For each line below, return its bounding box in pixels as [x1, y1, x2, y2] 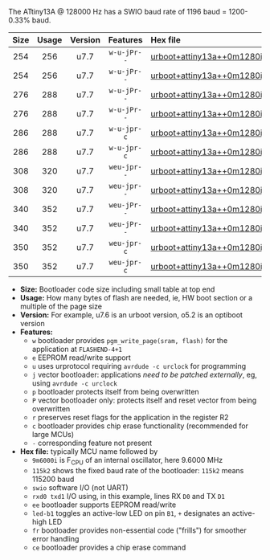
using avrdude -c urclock [31, 378, 118, 388]
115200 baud [31, 474, 75, 484]
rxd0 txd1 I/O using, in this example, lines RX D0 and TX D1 [31, 491, 225, 501]
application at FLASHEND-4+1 [31, 345, 123, 354]
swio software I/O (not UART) [31, 482, 129, 493]
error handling [31, 533, 80, 543]
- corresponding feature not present [31, 438, 153, 448]
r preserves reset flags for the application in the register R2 [31, 413, 229, 422]
